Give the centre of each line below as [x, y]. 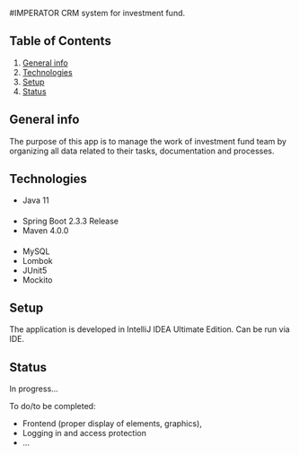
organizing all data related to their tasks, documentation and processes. [142, 151]
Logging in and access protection [84, 433]
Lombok [38, 260]
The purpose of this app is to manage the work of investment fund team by [148, 141]
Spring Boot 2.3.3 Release [70, 221]
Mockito [37, 280]
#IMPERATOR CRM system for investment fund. [97, 13]
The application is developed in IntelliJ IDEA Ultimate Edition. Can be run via [149, 329]
